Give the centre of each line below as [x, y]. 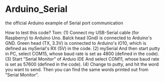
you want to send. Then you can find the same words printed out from [77, 69]
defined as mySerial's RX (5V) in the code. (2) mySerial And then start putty [82, 48]
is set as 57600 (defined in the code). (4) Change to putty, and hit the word [82, 64]
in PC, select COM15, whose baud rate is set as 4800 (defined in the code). [82, 54]
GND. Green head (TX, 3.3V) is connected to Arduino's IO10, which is [76, 43]
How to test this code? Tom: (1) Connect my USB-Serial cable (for [72, 32]
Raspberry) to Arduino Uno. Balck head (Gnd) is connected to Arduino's [79, 38]
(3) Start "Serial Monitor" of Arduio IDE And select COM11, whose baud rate [82, 59]
